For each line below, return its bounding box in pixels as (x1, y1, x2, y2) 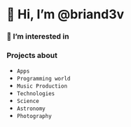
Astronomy (16, 105, 46, 112)
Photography (16, 113, 52, 120)
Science (16, 98, 39, 105)
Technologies (16, 90, 55, 97)
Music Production (16, 83, 68, 90)
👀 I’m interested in (6, 32, 69, 42)
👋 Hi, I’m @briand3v (6, 6, 124, 23)
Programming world (16, 75, 71, 83)
